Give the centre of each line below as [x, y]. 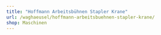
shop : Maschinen [27, 23]
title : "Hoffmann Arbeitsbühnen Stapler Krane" [67, 12]
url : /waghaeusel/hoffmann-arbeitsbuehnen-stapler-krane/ [80, 17]
